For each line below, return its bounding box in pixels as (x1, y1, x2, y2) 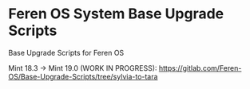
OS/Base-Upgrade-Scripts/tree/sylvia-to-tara (8, 72, 158, 81)
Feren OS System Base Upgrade (8, 5, 224, 23)
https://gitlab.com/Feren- (158, 63, 242, 72)
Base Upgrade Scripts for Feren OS (8, 48, 125, 57)
